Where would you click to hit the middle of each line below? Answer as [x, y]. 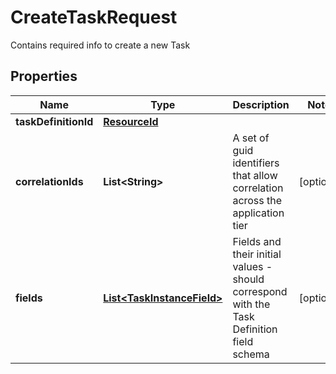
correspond [260, 291]
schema [251, 354]
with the [251, 304]
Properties [44, 76]
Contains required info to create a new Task [100, 45]
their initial [257, 254]
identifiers [256, 163]
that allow [255, 175]
